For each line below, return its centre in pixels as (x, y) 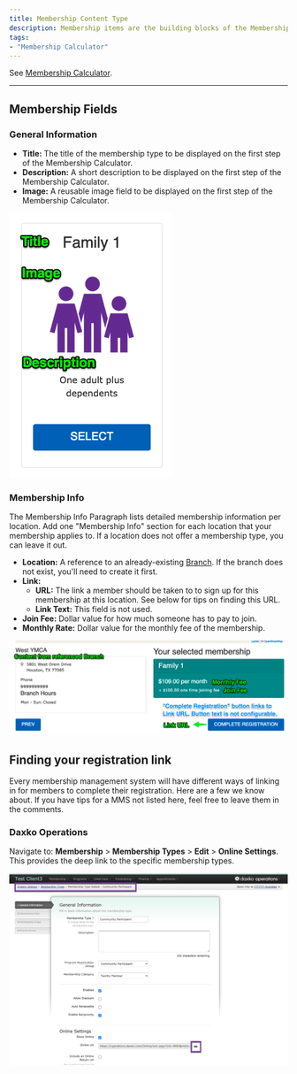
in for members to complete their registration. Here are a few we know (137, 790)
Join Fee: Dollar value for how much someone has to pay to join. (139, 618)
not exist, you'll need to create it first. (90, 572)
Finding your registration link (91, 759)
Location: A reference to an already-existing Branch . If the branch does (152, 563)
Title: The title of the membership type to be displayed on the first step (151, 153)
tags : (19, 37)
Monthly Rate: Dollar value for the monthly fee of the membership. (143, 628)
